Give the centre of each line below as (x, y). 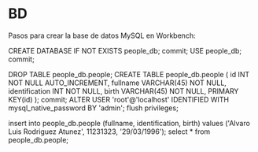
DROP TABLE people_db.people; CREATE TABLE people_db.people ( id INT (129, 74)
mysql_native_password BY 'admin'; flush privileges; (93, 108)
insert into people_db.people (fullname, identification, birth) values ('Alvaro (129, 123)
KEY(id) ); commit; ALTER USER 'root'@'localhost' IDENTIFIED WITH (119, 99)
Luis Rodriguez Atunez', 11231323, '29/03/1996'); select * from (109, 132)
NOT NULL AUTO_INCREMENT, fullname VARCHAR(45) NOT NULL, (117, 83)
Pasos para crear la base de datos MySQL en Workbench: (102, 35)
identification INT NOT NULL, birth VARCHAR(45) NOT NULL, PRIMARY (123, 91)
